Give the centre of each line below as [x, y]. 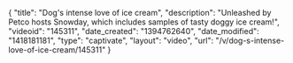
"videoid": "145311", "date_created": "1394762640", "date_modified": [134, 31]
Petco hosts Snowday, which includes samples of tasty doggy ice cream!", [144, 22]
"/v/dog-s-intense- [250, 40]
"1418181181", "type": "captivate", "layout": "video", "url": [111, 40]
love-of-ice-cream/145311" [57, 50]
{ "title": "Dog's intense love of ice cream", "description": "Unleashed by [140, 13]
